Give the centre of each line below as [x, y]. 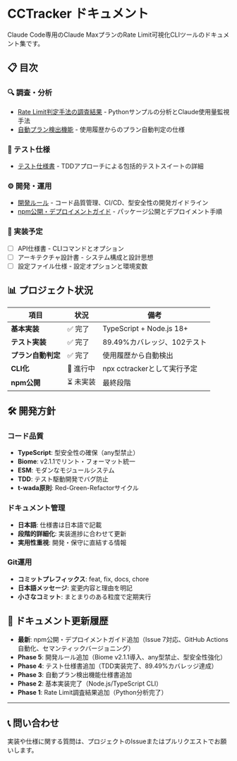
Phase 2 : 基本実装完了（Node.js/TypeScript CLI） [90, 683]
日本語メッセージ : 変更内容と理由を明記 [75, 588]
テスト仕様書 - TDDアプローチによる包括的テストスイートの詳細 [110, 166]
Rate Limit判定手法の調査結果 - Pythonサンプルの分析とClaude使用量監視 [123, 111]
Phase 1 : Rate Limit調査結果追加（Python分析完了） [92, 692]
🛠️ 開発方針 [32, 411]
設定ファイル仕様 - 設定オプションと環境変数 [83, 266]
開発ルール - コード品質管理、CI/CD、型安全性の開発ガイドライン [113, 203]
